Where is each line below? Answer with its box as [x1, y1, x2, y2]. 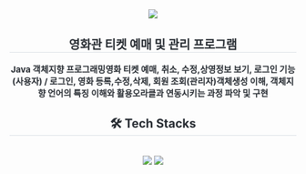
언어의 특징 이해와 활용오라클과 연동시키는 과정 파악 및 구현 [47, 87, 269, 99]
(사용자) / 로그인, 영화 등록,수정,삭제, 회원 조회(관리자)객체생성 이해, [12, 75, 269, 87]
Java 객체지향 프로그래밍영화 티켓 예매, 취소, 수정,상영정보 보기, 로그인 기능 [10, 63, 296, 76]
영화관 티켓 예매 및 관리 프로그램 [68, 36, 238, 53]
